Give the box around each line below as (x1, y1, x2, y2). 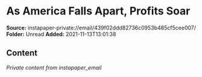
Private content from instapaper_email (6, 64, 102, 71)
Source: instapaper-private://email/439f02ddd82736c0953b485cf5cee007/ (6, 24, 197, 31)
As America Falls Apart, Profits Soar (6, 4, 191, 18)
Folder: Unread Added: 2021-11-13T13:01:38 (6, 30, 116, 37)
